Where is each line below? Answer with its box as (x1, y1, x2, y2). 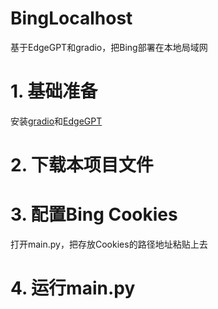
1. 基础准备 (10, 80, 98, 103)
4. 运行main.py (10, 277, 136, 300)
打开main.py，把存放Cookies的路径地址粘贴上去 (10, 238, 208, 250)
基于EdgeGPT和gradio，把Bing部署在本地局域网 (10, 41, 208, 53)
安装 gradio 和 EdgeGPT (10, 115, 103, 127)
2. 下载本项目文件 (10, 154, 154, 177)
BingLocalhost (10, 7, 133, 30)
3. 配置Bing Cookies (10, 203, 178, 226)
